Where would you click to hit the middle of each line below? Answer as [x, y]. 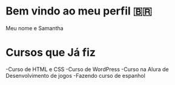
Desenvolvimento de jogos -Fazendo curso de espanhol [76, 75]
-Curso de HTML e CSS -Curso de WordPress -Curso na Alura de [87, 69]
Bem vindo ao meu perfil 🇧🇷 [79, 11]
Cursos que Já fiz [51, 53]
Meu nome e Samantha [35, 28]
